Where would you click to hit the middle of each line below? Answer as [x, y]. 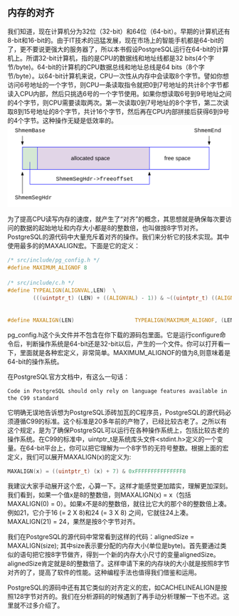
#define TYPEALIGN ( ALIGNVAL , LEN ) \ [62, 290]
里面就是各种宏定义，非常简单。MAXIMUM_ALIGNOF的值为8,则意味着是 [125, 353]
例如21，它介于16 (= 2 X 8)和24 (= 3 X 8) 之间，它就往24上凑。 [100, 513]
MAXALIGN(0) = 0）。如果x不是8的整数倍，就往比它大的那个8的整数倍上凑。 [119, 504]
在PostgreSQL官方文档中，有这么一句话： [69, 377]
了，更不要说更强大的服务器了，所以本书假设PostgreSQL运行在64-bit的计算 [118, 49]
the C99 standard [33, 399]
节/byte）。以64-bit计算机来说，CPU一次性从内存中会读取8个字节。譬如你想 [118, 76]
